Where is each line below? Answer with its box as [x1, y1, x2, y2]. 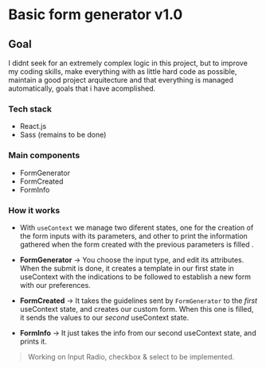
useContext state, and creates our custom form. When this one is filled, [19, 304, 254, 313]
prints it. [19, 336, 48, 346]
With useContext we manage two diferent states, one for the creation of [19, 223, 254, 232]
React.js [19, 122, 47, 131]
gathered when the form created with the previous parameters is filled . [19, 239, 254, 249]
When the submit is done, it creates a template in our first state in [19, 263, 235, 273]
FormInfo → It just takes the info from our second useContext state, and [19, 328, 256, 337]
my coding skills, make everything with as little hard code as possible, [8, 67, 237, 76]
